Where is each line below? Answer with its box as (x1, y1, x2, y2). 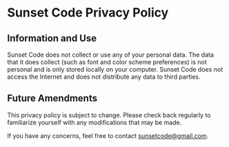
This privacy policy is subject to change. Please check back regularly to (7, 110, 211, 119)
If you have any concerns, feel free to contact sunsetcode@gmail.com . (7, 131, 209, 139)
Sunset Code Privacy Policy (7, 5, 169, 21)
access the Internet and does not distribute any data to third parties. (7, 72, 201, 81)
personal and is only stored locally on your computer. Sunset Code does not (7, 66, 223, 73)
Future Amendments (7, 92, 98, 104)
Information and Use (7, 32, 97, 44)
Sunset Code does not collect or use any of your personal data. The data (7, 50, 215, 59)
